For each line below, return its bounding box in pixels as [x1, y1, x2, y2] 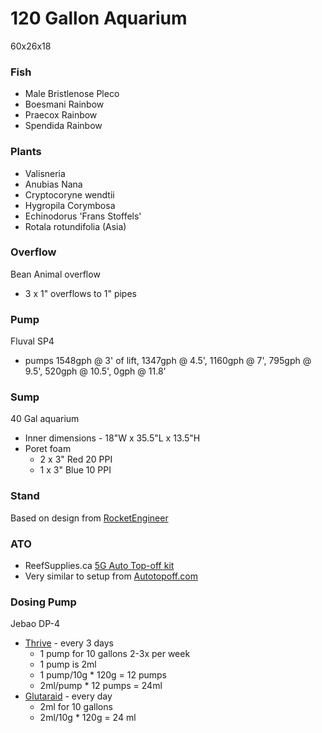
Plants [10, 145, 42, 159]
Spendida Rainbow [24, 120, 103, 132]
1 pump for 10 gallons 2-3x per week [39, 648, 191, 660]
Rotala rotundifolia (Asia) [24, 220, 127, 232]
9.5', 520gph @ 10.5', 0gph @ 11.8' [24, 365, 167, 377]
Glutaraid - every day [24, 690, 113, 702]
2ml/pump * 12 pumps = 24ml [39, 680, 163, 692]
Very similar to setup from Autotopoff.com [24, 570, 198, 582]
